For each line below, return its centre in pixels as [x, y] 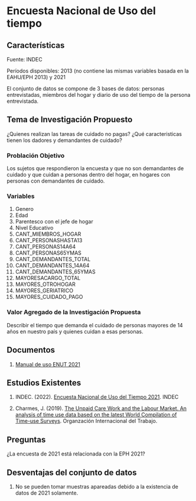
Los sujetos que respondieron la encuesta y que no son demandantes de [95, 168]
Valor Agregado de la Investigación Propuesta [74, 313]
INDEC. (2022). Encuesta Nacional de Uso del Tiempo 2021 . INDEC [97, 397]
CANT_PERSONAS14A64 [45, 247]
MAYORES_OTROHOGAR [45, 284]
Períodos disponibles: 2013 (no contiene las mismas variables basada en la [98, 71]
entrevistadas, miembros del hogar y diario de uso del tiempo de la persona [99, 95]
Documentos [31, 350]
